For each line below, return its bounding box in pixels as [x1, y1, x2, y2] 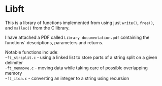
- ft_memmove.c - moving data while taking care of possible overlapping [5, 65, 148, 71]
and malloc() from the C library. [5, 25, 70, 30]
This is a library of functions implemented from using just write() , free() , [5, 20, 155, 26]
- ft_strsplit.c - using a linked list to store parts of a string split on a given [5, 54, 158, 60]
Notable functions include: [5, 49, 59, 55]
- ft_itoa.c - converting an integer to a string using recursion [5, 75, 130, 81]
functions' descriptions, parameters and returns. [5, 39, 103, 45]
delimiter [5, 59, 23, 65]
